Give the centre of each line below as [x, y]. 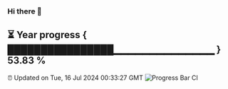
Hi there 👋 [25, 11]
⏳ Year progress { [47, 35]
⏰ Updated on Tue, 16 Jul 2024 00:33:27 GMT [76, 78]
